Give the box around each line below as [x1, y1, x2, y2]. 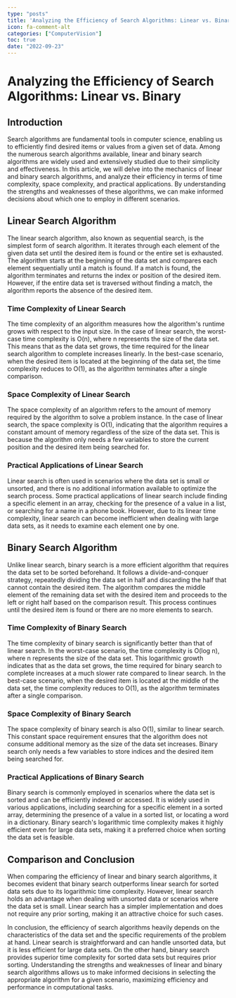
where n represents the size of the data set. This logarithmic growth [7, 654, 204, 662]
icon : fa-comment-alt [7, 23, 71, 30]
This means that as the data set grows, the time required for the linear [7, 342, 209, 350]
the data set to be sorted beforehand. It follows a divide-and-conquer [7, 568, 209, 576]
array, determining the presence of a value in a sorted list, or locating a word [7, 811, 229, 819]
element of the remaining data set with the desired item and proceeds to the [7, 590, 228, 599]
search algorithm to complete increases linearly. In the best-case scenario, [7, 350, 224, 358]
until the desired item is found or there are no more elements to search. [7, 605, 214, 614]
